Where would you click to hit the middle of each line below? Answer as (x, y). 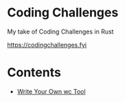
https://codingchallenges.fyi (47, 44)
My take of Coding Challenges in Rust (60, 31)
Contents (34, 73)
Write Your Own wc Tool (51, 91)
